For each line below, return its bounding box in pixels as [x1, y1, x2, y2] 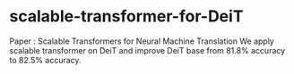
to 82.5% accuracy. [9, 54, 82, 65]
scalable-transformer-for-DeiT [9, 6, 244, 27]
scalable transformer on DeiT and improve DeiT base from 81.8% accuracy [9, 45, 286, 55]
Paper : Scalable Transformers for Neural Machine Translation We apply [9, 36, 275, 46]
